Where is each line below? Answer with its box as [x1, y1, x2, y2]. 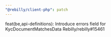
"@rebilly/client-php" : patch [5, 7, 68, 12]
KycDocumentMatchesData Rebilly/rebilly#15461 [5, 26, 105, 32]
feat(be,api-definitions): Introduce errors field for [5, 21, 106, 27]
